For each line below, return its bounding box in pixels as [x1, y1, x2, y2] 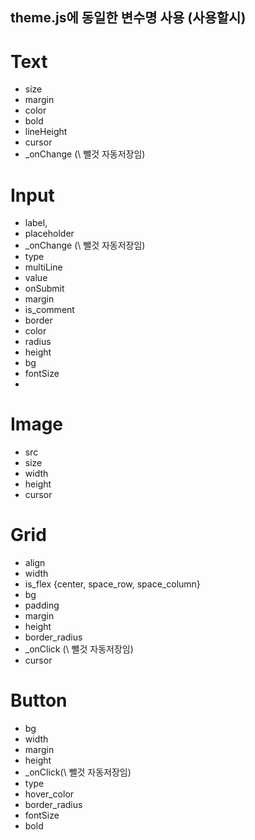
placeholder [24, 228, 75, 240]
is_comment [24, 304, 75, 316]
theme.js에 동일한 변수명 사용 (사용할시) [10, 9, 247, 27]
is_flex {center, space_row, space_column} [24, 578, 201, 590]
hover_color [24, 788, 75, 800]
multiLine [24, 261, 63, 273]
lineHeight [24, 126, 68, 138]
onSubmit [24, 283, 65, 295]
